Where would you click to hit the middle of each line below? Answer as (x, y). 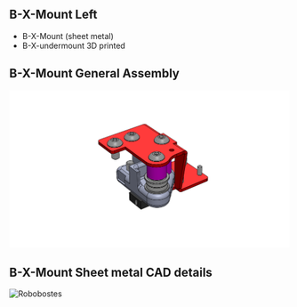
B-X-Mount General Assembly (95, 73)
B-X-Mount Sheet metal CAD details (111, 273)
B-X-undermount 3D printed (74, 45)
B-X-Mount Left (53, 15)
